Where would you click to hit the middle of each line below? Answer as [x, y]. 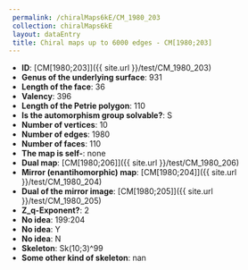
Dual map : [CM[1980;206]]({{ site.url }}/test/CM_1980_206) [130, 163]
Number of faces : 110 [61, 144]
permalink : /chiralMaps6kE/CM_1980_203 [87, 17]
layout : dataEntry [46, 34]
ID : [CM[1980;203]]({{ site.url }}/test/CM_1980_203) [116, 68]
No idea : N [41, 239]
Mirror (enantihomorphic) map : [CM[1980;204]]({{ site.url [129, 173]
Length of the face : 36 [63, 87]
